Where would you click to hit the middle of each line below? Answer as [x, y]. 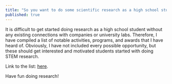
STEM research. [22, 56]
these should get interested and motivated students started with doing [79, 51]
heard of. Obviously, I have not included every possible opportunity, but [81, 45]
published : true [23, 15]
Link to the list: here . [27, 66]
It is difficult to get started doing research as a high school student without [84, 29]
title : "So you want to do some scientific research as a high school [82, 10]
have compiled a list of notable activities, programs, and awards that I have [84, 40]
